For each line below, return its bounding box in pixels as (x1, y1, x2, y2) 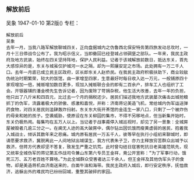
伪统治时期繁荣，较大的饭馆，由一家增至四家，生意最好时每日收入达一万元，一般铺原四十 (6, 76, 188, 82)
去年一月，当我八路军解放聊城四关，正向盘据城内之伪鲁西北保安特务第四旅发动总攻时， (6, 45, 184, 51)
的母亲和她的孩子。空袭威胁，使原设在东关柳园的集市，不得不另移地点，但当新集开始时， (6, 113, 188, 119)
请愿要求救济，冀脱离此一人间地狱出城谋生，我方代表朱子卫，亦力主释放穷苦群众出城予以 (6, 138, 188, 144)
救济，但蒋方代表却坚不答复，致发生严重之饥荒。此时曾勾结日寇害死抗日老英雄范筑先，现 (6, 144, 188, 150)
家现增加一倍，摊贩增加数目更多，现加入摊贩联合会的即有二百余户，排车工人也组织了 (6, 82, 179, 88)
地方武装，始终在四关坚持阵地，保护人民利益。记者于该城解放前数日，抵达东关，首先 (14, 57, 188, 63)
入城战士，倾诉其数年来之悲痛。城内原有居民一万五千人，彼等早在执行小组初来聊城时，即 (6, 131, 188, 138)
